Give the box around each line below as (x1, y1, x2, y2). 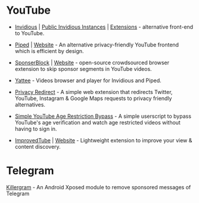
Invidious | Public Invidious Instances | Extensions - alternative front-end (14, 23, 194, 30)
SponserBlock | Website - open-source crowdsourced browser (14, 59, 170, 66)
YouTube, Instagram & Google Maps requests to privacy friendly (14, 95, 172, 102)
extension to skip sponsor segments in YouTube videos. (14, 65, 152, 72)
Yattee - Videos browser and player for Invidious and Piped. (14, 77, 162, 84)
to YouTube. (14, 29, 45, 36)
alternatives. (14, 101, 46, 108)
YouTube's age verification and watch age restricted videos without (14, 118, 181, 126)
